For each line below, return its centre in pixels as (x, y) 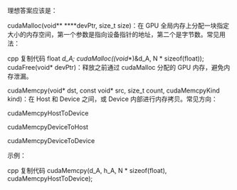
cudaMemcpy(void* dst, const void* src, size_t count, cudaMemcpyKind (114, 90)
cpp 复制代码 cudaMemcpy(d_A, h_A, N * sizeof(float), (87, 170)
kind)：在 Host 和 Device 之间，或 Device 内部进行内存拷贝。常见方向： (113, 99)
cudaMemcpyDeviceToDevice (51, 141)
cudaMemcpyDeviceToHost (48, 127)
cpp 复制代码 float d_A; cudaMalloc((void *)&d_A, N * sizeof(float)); (106, 58)
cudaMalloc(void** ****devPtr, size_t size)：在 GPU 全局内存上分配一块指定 (118, 26)
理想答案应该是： (32, 10)
